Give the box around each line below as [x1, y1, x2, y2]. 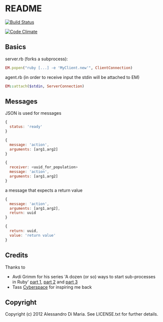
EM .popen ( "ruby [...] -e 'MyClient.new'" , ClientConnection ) [5, 65, 133, 70]
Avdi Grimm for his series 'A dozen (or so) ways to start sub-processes [12, 273, 156, 279]
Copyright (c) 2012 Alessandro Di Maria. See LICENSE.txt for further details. [5, 311, 159, 317]
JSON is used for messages [5, 110, 61, 116]
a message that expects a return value [5, 187, 82, 193]
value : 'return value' [9, 233, 56, 238]
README [5, 3, 42, 14]
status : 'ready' [9, 124, 43, 129]
